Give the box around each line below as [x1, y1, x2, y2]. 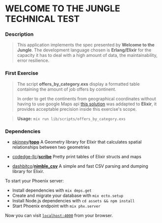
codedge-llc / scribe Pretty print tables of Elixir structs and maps [12, 154, 141, 160]
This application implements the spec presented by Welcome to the [17, 42, 155, 48]
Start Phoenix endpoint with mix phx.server [12, 203, 101, 209]
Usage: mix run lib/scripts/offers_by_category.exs [17, 116, 126, 122]
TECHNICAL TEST [5, 13, 80, 25]
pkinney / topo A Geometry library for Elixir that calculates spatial [12, 139, 142, 145]
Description [5, 31, 34, 38]
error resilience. [17, 57, 50, 64]
